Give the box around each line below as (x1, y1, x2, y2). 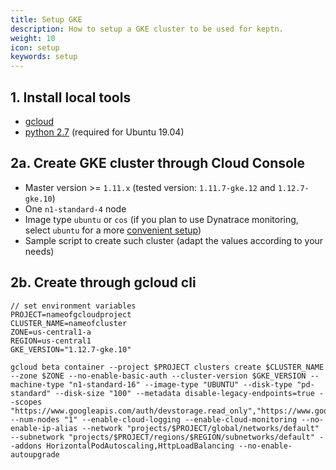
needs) (24, 245, 55, 257)
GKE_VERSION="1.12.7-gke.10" (10, 344, 132, 355)
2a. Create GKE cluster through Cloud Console (10, 155, 306, 172)
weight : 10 (10, 33, 56, 43)
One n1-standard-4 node (24, 202, 127, 215)
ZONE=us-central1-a (10, 327, 92, 337)
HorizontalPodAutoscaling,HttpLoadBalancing (46, 441, 235, 451)
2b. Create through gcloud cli (10, 274, 197, 291)
